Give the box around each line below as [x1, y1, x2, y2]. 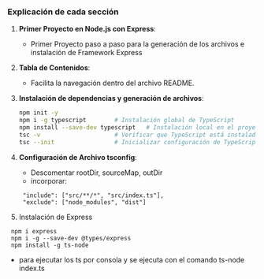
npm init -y [18, 109, 58, 117]
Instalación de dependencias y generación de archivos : [18, 94, 204, 103]
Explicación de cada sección [7, 6, 119, 17]
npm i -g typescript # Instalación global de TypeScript [18, 117, 235, 125]
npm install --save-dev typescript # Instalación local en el [18, 124, 235, 132]
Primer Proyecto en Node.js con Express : [18, 24, 157, 34]
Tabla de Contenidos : [18, 63, 91, 73]
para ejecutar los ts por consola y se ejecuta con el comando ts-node [18, 255, 245, 264]
